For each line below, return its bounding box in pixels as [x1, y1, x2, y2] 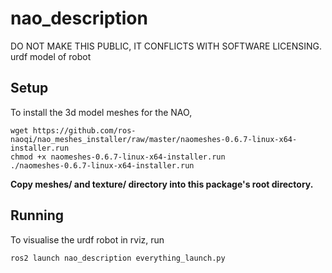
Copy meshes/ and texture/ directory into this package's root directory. [10, 178, 314, 190]
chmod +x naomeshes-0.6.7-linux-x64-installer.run [10, 152, 226, 162]
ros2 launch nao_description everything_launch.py [10, 253, 226, 263]
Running [10, 207, 65, 224]
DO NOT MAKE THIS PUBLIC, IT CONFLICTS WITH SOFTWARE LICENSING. [10, 40, 323, 52]
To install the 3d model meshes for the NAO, [10, 106, 193, 118]
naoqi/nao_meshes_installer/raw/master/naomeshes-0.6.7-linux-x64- [10, 134, 298, 144]
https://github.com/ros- [32, 125, 137, 136]
